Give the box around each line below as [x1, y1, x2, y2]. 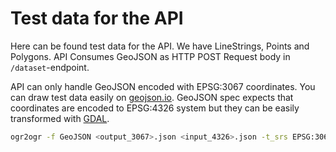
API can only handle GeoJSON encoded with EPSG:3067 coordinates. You [10, 80, 316, 92]
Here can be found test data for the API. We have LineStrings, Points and [10, 40, 310, 52]
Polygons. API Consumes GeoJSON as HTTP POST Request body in [10, 50, 291, 62]
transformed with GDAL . [10, 112, 110, 124]
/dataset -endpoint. [10, 61, 90, 73]
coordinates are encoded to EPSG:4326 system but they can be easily [10, 102, 300, 114]
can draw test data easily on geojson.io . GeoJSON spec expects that [10, 91, 294, 103]
